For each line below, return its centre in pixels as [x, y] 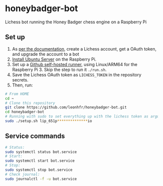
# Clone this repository [30, 103]
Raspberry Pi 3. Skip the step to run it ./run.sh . [59, 69]
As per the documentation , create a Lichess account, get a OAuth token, [84, 49]
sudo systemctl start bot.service [40, 161]
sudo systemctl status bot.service [41, 152]
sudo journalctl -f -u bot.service [41, 179]
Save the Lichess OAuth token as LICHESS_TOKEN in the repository [77, 75]
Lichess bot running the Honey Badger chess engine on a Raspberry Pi [76, 22]
